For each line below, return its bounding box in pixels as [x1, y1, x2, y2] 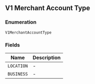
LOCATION [7, 63, 28, 69]
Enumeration [5, 19, 37, 26]
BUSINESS [7, 71, 28, 77]
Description [32, 54, 61, 61]
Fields [5, 42, 20, 48]
